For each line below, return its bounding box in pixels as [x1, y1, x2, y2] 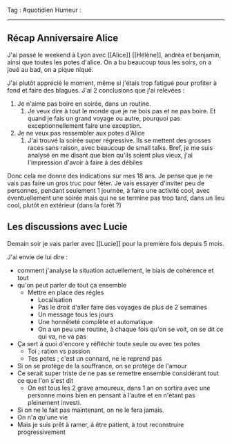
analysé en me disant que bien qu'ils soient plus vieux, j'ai [27, 151, 193, 159]
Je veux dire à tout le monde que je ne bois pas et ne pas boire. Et [27, 106, 216, 115]
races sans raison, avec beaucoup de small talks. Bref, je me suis [27, 143, 213, 151]
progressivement [17, 428, 66, 436]
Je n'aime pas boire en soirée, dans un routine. [17, 100, 151, 108]
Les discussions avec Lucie [7, 221, 128, 233]
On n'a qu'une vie [17, 413, 68, 421]
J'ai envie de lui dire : [7, 252, 68, 261]
